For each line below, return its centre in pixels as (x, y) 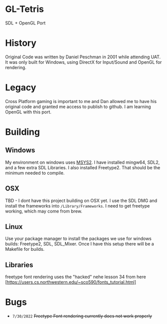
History (21, 43)
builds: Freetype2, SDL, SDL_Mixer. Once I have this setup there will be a (80, 244)
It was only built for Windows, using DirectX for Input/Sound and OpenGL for (83, 62)
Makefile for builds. (25, 249)
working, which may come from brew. (44, 211)
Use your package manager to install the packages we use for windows (78, 239)
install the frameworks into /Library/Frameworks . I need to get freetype (78, 206)
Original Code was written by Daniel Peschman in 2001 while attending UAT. (83, 57)
